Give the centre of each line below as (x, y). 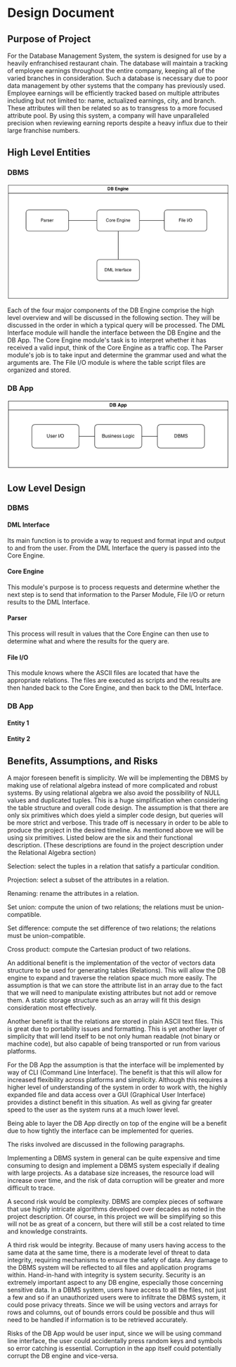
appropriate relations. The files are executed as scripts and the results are (114, 681)
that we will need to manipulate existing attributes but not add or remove (112, 993)
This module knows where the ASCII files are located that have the (104, 673)
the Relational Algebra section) (52, 853)
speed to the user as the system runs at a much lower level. (93, 1110)
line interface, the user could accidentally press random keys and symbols (115, 1341)
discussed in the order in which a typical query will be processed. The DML (117, 326)
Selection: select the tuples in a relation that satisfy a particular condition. (113, 866)
